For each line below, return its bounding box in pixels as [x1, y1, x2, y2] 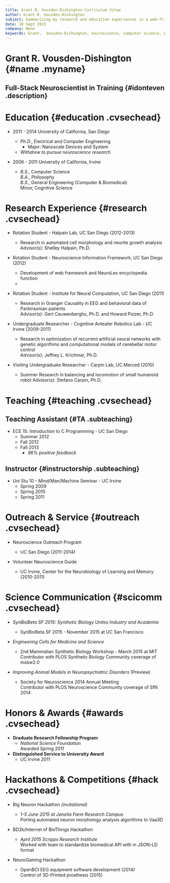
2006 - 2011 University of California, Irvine [12, 159, 101, 165]
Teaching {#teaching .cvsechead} [5, 395, 152, 406]
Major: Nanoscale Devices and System [27, 144, 109, 150]
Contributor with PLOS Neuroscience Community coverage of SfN [20, 684, 158, 690]
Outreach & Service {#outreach [5, 512, 140, 523]
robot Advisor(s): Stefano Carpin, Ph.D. [20, 377, 102, 383]
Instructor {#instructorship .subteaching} [5, 464, 140, 473]
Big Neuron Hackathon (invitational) [12, 802, 88, 808]
